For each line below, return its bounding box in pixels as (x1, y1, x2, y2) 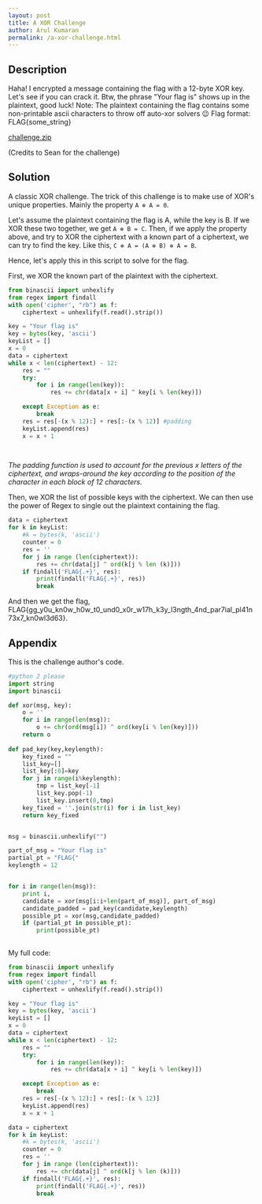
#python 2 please (8, 672, 65, 680)
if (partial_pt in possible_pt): (22, 919, 132, 927)
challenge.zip (8, 133, 52, 142)
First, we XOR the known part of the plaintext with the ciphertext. (8, 271, 219, 280)
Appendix (8, 636, 57, 649)
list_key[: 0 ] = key (22, 767, 79, 776)
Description (8, 62, 67, 76)
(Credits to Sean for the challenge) (8, 148, 120, 158)
